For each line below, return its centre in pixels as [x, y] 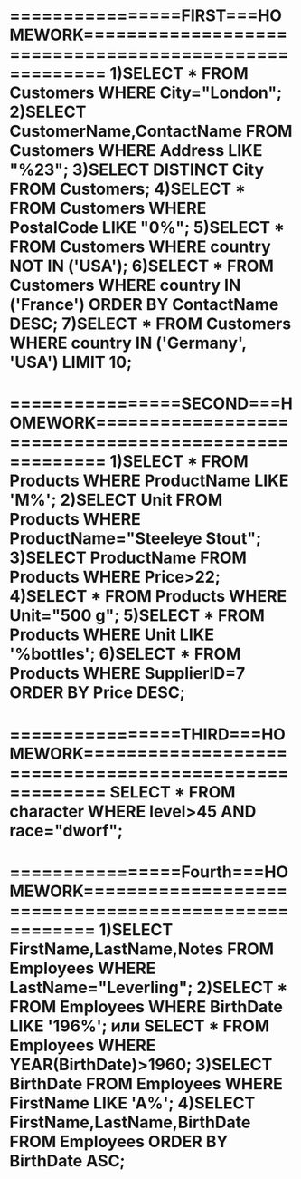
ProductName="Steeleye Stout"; [136, 539]
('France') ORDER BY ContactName [144, 305]
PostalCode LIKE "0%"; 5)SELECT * [147, 228]
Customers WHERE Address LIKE [136, 151]
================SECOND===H [151, 404]
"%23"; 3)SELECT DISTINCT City [137, 170]
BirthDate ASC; [67, 1160]
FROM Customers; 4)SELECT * [128, 189]
